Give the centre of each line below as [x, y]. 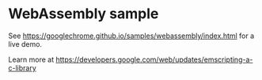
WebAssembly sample [84, 14]
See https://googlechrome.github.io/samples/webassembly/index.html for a [131, 36]
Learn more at [31, 59]
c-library [23, 67]
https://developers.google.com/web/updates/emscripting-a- [154, 59]
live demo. [25, 44]
